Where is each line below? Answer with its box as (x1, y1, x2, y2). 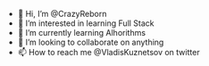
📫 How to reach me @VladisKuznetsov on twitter (17, 47, 200, 57)
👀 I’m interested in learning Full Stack (17, 18, 155, 29)
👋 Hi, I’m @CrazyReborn (17, 9, 107, 19)
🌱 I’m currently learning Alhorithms (17, 28, 146, 37)
